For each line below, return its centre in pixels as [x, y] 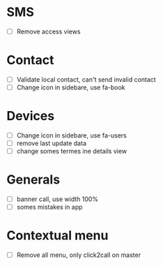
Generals [33, 180]
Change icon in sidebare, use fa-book [71, 87]
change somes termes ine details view [71, 152]
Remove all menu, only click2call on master [78, 255]
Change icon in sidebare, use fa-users [71, 135]
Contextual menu [57, 236]
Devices [31, 116]
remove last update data [51, 143]
